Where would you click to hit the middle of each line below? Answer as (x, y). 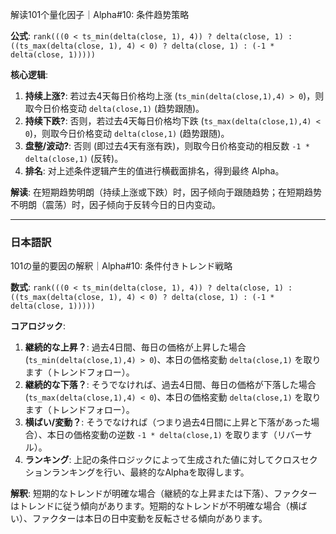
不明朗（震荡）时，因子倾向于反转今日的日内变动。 (115, 204)
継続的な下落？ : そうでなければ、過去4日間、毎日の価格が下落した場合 (170, 385)
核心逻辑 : (29, 74)
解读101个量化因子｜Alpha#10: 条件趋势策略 (100, 14)
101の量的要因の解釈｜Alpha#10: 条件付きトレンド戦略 (121, 266)
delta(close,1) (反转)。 (74, 158)
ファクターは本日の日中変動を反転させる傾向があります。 (149, 519)
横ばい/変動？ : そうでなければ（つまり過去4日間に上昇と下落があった (168, 422)
